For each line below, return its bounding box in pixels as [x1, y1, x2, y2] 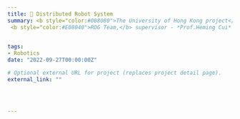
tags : [7, 43, 24, 51]
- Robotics [7, 50, 40, 57]
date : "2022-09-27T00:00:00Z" [7, 56, 98, 64]
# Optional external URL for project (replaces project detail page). [7, 69, 222, 76]
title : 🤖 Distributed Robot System [7, 10, 114, 18]
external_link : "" [7, 76, 62, 83]
